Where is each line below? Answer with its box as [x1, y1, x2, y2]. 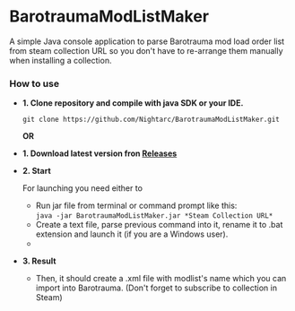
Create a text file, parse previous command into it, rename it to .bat [35, 220, 283, 230]
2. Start [22, 166, 51, 177]
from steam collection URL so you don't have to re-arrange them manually [9, 45, 284, 56]
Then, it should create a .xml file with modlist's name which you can [35, 273, 287, 284]
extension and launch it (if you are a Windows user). [35, 229, 229, 239]
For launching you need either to [22, 183, 143, 194]
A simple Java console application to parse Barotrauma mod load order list [9, 36, 285, 47]
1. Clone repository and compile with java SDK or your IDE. [22, 98, 244, 108]
